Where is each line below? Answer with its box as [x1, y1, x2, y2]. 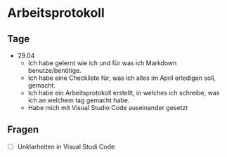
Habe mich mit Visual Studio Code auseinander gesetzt [27, 104, 188, 111]
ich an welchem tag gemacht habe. [27, 96, 130, 104]
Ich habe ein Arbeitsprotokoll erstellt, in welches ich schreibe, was [27, 89, 220, 97]
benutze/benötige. [27, 67, 82, 74]
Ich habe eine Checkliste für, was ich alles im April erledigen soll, [27, 74, 216, 82]
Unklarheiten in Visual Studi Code [17, 142, 115, 151]
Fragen [7, 124, 39, 136]
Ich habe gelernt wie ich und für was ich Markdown [27, 59, 177, 67]
